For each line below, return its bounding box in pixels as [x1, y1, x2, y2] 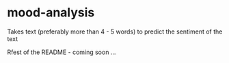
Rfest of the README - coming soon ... [7, 48, 116, 56]
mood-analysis [7, 5, 95, 21]
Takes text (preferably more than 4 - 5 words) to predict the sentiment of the [7, 27, 223, 36]
